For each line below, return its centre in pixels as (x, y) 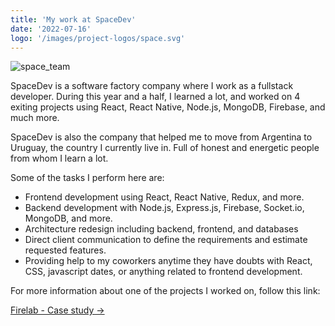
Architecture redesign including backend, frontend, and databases (161, 229)
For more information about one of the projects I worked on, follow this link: (165, 291)
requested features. (65, 250)
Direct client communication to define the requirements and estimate (166, 240)
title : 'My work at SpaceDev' (73, 19)
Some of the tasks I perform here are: (87, 178)
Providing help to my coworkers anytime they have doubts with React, (168, 261)
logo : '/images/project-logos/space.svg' (98, 38)
